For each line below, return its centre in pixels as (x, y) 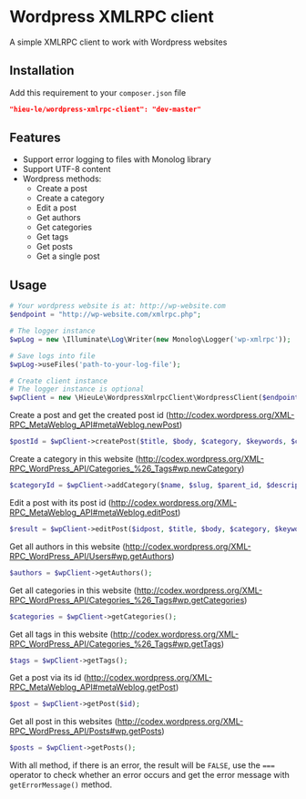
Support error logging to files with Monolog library (117, 159)
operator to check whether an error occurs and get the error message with (149, 775)
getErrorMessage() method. (61, 784)
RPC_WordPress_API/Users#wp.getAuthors (91, 556)
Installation (42, 71)
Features (35, 138)
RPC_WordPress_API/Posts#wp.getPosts (86, 732)
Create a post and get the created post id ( (89, 415)
